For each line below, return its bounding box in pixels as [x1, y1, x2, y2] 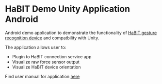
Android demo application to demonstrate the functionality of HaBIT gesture [5, 30, 157, 35]
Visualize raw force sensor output [12, 59, 80, 65]
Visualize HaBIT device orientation [12, 64, 81, 70]
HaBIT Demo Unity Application [5, 3, 130, 15]
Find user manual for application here [5, 73, 80, 79]
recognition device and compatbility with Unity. [5, 35, 99, 41]
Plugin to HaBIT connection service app [12, 53, 92, 59]
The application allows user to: [5, 44, 66, 50]
